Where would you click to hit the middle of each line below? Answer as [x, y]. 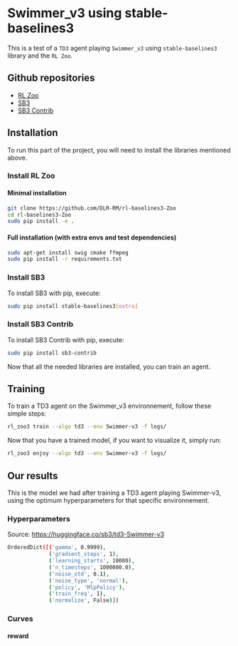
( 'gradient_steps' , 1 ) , [84, 554]
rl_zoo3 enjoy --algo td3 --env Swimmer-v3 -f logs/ [87, 453]
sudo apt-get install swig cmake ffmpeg [68, 252]
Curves [20, 619]
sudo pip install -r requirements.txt [65, 259]
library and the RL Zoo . [40, 56]
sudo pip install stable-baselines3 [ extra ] [73, 306]
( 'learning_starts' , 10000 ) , [92, 561]
